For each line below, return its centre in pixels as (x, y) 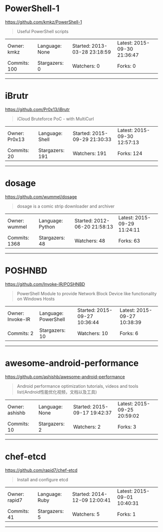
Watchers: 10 (93, 333)
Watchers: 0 (86, 66)
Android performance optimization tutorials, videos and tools (78, 386)
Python (47, 227)
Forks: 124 (130, 153)
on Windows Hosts (36, 299)
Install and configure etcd (42, 479)
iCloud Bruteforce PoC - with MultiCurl (55, 119)
